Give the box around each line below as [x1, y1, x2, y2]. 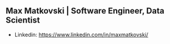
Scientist [5, 15, 41, 26]
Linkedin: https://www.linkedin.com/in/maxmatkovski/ [14, 31, 149, 38]
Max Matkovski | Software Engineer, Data [5, 6, 165, 16]
